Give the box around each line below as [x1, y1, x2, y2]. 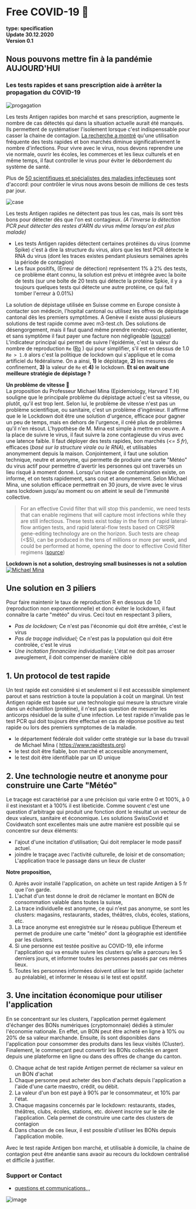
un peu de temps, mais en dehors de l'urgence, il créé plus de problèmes [6, 418, 183, 425]
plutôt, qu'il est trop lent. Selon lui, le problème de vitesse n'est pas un [6, 399, 176, 407]
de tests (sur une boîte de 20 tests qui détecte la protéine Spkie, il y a [14, 277, 183, 284]
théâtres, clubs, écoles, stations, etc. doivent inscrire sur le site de [14, 1107, 174, 1115]
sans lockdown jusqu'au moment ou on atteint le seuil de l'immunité [6, 487, 170, 494]
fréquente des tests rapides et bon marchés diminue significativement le [6, 138, 181, 145]
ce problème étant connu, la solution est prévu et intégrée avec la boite [14, 271, 187, 278]
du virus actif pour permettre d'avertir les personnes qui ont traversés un [6, 462, 183, 469]
